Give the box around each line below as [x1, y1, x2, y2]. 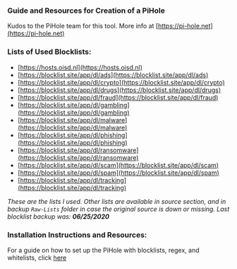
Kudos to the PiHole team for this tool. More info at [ [7, 22, 159, 30]
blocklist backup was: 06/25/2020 [7, 212, 110, 221]
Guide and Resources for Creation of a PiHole [7, 6, 166, 16]
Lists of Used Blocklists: [7, 47, 92, 57]
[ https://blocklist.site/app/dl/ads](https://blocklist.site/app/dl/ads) [17, 70, 209, 79]
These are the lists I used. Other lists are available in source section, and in [7, 197, 226, 205]
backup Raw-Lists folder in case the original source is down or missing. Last [7, 205, 230, 213]
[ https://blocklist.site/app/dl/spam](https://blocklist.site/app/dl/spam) [17, 168, 220, 177]
